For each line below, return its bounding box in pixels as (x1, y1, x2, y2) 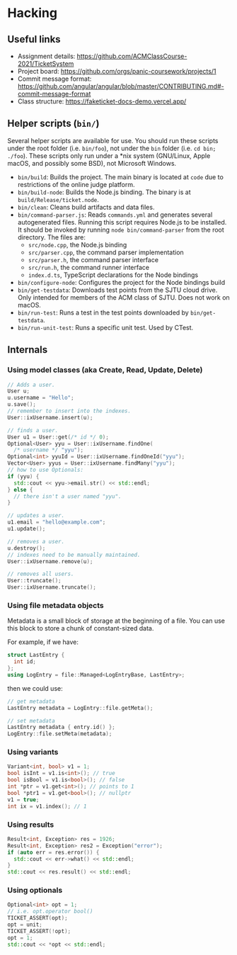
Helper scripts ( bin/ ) (7, 118, 100, 130)
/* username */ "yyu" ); (13, 446, 83, 454)
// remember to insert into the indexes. (7, 407, 132, 414)
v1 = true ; (7, 796, 40, 803)
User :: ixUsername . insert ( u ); (7, 414, 93, 421)
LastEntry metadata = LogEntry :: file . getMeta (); (7, 704, 154, 711)
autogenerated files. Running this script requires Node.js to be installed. (17, 217, 227, 226)
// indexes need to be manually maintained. (7, 551, 141, 558)
